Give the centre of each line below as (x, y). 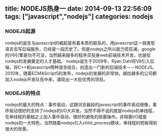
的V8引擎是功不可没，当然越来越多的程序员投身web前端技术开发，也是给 (78, 55)
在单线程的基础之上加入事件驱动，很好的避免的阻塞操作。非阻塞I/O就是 (76, 117)
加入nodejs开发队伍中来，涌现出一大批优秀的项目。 (57, 79)
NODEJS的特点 (23, 93)
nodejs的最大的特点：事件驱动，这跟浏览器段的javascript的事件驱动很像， (79, 104)
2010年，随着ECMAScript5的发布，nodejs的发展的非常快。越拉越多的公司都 (81, 73)
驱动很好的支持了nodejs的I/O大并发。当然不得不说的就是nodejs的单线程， (83, 110)
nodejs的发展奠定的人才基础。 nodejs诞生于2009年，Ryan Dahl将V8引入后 (80, 61)
